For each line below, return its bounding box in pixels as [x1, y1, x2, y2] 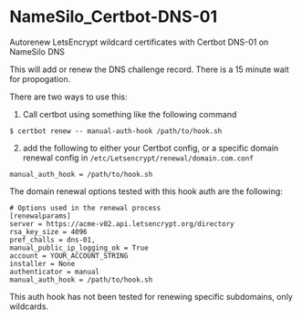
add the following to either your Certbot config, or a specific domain [22, 142, 279, 153]
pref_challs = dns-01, [9, 235, 96, 244]
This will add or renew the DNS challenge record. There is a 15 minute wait [9, 64, 289, 75]
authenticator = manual [9, 267, 100, 276]
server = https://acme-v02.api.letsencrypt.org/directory [9, 219, 234, 229]
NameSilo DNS [9, 46, 66, 57]
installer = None [9, 259, 76, 268]
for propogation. [9, 73, 71, 84]
